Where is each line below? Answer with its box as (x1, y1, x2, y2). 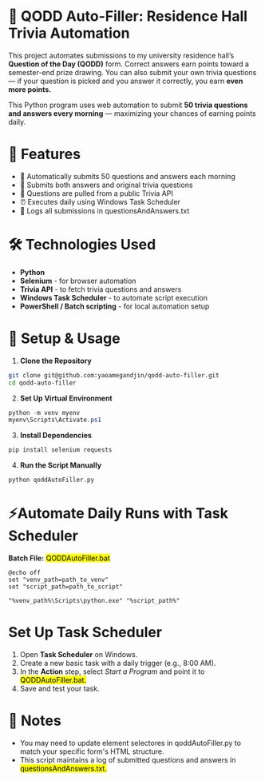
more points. (8, 84, 52, 94)
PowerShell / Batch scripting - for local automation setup (19, 301, 210, 311)
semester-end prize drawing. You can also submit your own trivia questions (8, 67, 257, 77)
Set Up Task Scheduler (8, 624, 162, 642)
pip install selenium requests (8, 446, 113, 454)
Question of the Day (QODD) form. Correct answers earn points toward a (8, 59, 250, 69)
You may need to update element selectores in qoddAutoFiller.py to (19, 738, 242, 747)
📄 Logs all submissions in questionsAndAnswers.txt (19, 205, 190, 215)
